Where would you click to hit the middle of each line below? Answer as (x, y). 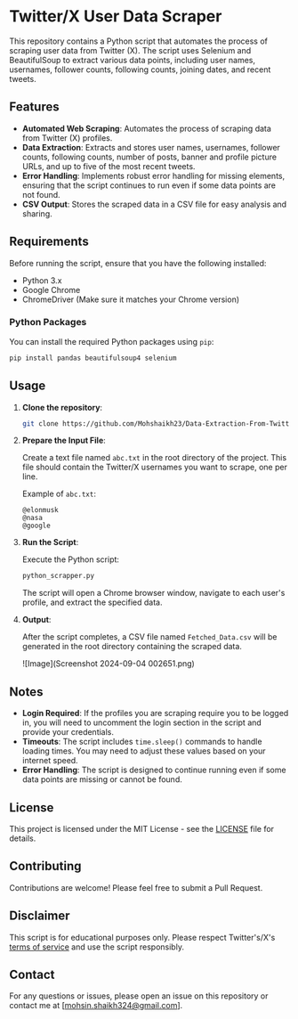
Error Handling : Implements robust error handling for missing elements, (153, 175)
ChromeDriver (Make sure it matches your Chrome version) (131, 299)
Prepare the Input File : (64, 440)
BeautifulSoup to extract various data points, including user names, (133, 60)
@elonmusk (40, 510)
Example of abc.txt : (59, 494)
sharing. (37, 213)
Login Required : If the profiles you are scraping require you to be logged (155, 713)
